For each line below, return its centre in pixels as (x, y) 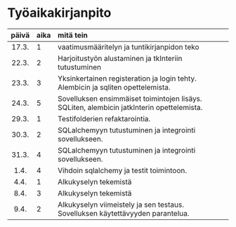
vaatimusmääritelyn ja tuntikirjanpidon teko (128, 47)
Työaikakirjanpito (59, 13)
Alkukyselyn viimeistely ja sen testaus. (121, 205)
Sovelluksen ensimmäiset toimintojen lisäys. (130, 98)
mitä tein (72, 35)
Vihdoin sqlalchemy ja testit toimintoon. (122, 170)
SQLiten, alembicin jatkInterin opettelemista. (130, 107)
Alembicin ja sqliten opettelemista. (114, 87)
